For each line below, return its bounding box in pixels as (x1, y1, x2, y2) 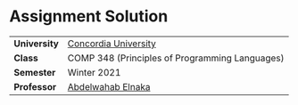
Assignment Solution (9, 6, 169, 27)
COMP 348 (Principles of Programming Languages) (67, 52, 285, 64)
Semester (13, 66, 56, 78)
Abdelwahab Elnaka (67, 80, 151, 93)
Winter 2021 (67, 66, 121, 78)
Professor (13, 80, 57, 93)
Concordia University (67, 37, 156, 50)
